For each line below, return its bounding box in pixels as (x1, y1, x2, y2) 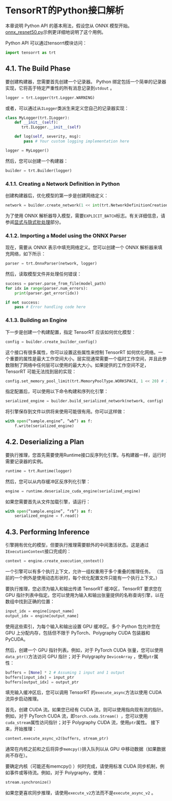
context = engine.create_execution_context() (5, 558, 104, 564)
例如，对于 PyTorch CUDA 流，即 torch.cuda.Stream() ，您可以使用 (5, 713, 148, 719)
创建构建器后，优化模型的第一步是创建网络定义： (5, 192, 109, 199)
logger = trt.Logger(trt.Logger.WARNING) (5, 95, 95, 100)
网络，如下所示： (9, 251, 46, 257)
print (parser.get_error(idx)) (14, 290, 79, 296)
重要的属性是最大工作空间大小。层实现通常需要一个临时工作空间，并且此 (9, 355, 162, 361)
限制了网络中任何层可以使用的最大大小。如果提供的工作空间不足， (9, 362, 149, 368)
